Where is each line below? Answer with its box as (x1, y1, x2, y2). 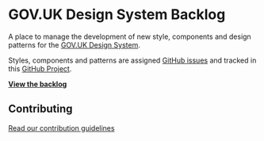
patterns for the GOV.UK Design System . (8, 40, 140, 49)
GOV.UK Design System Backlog (8, 6, 226, 24)
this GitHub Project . (8, 63, 72, 73)
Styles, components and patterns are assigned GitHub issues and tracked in (8, 55, 257, 65)
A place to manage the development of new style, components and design (8, 32, 251, 41)
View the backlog (8, 79, 67, 89)
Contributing (8, 102, 73, 116)
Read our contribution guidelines (8, 123, 115, 132)
